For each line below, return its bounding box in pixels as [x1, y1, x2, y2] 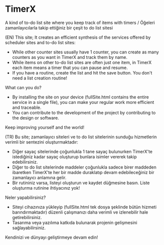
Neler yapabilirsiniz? [5, 195, 46, 200]
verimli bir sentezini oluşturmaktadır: [5, 139, 79, 145]
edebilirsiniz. [12, 159, 38, 165]
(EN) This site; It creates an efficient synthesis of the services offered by [5, 34, 151, 40]
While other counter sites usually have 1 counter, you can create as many [12, 49, 159, 55]
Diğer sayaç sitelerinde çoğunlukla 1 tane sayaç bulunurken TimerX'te [12, 148, 153, 154]
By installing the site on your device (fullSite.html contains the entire [12, 94, 149, 100]
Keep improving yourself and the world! [5, 124, 84, 130]
